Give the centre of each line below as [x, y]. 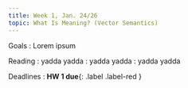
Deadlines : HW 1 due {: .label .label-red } [75, 76]
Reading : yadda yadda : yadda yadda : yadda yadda [94, 61]
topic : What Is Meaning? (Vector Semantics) [83, 23]
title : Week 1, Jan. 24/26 [53, 15]
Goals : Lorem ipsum [42, 45]
